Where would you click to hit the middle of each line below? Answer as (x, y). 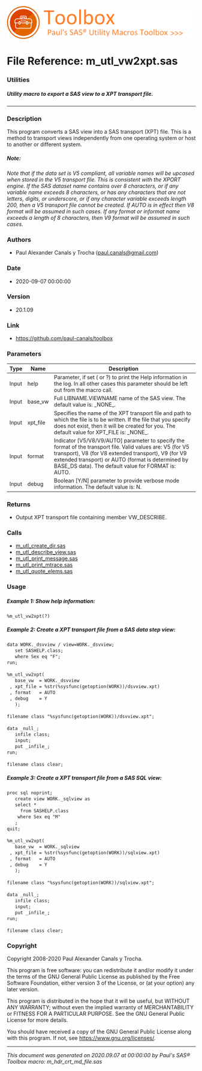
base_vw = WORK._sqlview (47, 847)
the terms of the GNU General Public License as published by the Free (94, 977)
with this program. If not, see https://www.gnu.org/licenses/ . (81, 1038)
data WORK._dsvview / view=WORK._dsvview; (61, 645)
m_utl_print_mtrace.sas (44, 565)
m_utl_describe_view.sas (46, 552)
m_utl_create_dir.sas (40, 546)
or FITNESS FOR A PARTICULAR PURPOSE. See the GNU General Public (96, 1014)
